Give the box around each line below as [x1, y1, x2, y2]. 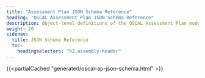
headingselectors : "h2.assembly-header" [17, 48, 121, 54]
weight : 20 [6, 25, 34, 32]
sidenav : [6, 31, 29, 37]
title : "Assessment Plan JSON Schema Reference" [6, 8, 132, 15]
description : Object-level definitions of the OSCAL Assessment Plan [6, 20, 187, 26]
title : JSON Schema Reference [12, 37, 88, 43]
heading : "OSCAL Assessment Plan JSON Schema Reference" [6, 15, 154, 21]
